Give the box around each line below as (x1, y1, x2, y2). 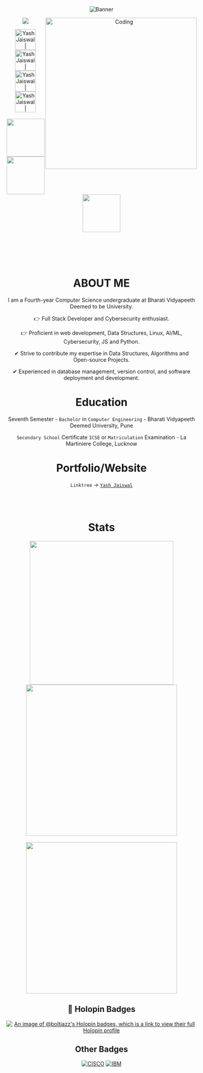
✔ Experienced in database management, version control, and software (12, 368, 191, 375)
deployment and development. (63, 374, 140, 381)
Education (75, 396, 128, 409)
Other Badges (75, 1044, 128, 1054)
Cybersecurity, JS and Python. (63, 338, 140, 345)
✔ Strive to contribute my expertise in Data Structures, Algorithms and (14, 350, 189, 357)
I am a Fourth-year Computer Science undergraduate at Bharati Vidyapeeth (8, 296, 195, 304)
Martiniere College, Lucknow (65, 440, 138, 447)
